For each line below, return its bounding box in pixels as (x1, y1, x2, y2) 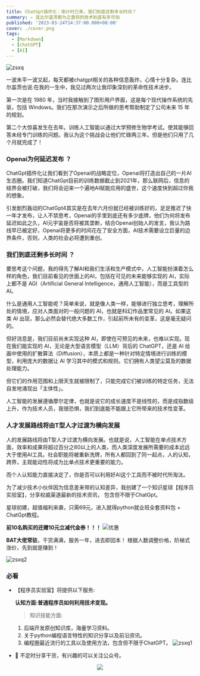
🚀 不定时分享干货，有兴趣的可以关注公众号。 (14, 652, 124, 659)
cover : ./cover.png (6, 25, 55, 32)
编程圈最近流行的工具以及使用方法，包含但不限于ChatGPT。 (23, 639, 171, 646)
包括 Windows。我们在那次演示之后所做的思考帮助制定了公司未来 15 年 (16, 104, 190, 111)
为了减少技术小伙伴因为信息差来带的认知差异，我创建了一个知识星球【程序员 (6, 483, 194, 491)
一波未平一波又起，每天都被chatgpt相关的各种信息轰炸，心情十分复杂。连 (6, 76, 187, 83)
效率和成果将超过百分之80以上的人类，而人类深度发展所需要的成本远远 (16, 443, 190, 450)
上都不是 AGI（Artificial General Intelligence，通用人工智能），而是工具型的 (6, 280, 189, 287)
